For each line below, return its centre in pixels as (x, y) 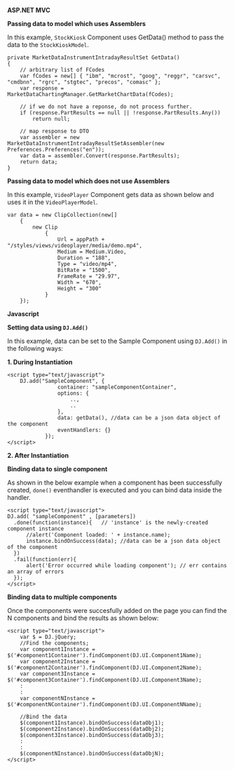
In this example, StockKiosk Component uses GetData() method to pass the (116, 37)
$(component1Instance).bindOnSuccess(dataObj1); (92, 723)
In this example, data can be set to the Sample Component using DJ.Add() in (117, 341)
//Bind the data (44, 717)
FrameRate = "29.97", (89, 276)
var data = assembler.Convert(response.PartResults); (100, 156)
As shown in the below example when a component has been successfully (115, 482)
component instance (36, 529)
